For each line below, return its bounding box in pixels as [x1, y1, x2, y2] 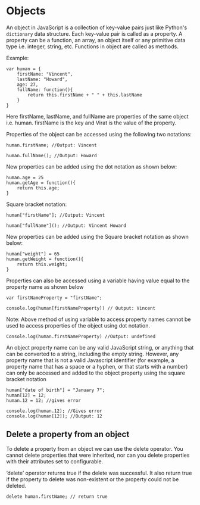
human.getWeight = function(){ [6, 256, 84, 262]
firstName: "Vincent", [17, 71, 73, 77]
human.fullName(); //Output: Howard [6, 152, 97, 158]
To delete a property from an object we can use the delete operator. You [6, 445, 183, 452]
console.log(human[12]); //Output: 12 [6, 413, 102, 419]
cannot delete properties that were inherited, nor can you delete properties [6, 451, 190, 459]
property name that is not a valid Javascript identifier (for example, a [6, 356, 174, 364]
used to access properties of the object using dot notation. [6, 322, 151, 329]
